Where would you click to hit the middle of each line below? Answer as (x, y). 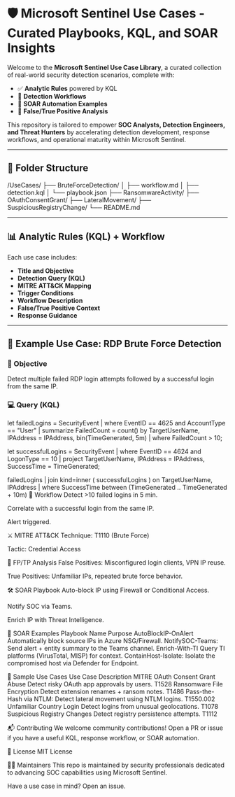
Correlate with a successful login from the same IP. (81, 508)
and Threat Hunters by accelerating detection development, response (108, 132)
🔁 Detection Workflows (52, 96)
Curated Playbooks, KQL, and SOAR (113, 33)
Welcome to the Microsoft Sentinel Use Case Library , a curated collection (114, 67)
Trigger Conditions (45, 293)
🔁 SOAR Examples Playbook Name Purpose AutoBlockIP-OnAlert (100, 633)
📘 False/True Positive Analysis (63, 111)
